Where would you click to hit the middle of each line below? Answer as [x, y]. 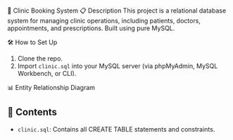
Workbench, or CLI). [47, 74]
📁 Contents [32, 112]
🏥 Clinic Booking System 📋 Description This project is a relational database [117, 11]
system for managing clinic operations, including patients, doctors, [104, 21]
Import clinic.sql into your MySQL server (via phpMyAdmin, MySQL [118, 66]
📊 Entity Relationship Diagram [51, 88]
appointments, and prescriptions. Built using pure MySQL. [91, 28]
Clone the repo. [40, 58]
